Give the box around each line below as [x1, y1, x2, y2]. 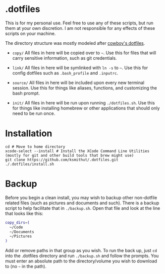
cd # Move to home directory [5, 144, 65, 149]
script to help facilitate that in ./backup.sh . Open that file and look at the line [5, 205, 160, 211]
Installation [5, 128, 53, 139]
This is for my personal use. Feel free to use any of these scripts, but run [5, 20, 154, 26]
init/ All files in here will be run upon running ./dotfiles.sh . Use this [12, 99, 155, 105]
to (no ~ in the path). [5, 264, 47, 270]
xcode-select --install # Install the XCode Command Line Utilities [5, 148, 150, 154]
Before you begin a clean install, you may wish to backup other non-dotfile [5, 194, 158, 200]
